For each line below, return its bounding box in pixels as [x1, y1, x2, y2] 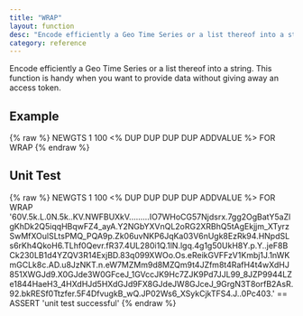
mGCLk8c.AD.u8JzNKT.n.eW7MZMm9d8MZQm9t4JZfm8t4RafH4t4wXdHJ [9, 259, 290, 270]
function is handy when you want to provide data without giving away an [9, 73, 280, 84]
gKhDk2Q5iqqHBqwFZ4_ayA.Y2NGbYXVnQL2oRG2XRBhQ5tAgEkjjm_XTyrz [9, 220, 290, 231]
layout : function [9, 22, 75, 31]
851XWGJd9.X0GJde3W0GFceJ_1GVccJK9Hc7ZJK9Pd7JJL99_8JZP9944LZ [9, 268, 293, 280]
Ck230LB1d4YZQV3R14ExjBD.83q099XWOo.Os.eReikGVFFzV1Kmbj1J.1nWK [9, 249, 290, 260]
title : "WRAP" [9, 13, 63, 23]
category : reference [9, 38, 87, 48]
